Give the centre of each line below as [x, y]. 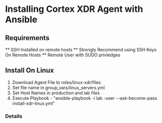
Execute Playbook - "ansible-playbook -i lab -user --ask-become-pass [85, 98]
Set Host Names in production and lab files [56, 93]
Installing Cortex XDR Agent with [74, 9]
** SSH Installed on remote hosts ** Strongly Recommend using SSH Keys [81, 50]
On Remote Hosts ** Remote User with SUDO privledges [63, 55]
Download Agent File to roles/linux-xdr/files [56, 82]
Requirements [27, 38]
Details [14, 116]
